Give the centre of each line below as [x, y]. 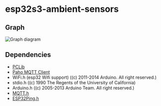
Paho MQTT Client [31, 72]
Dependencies [28, 55]
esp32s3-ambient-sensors [62, 9]
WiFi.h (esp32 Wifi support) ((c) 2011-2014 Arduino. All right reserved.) [84, 77]
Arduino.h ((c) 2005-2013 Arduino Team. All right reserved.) [73, 88]
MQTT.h [21, 93]
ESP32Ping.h [26, 98]
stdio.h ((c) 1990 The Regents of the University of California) [74, 82]
